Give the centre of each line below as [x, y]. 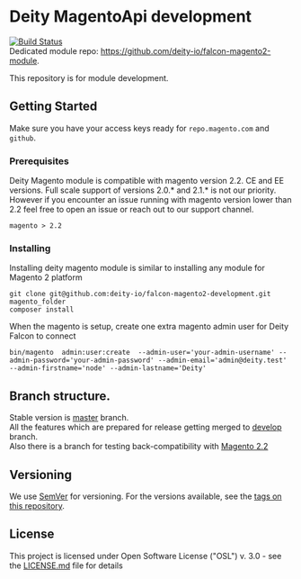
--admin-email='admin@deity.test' [222, 361]
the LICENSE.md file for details [66, 565]
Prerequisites [39, 161]
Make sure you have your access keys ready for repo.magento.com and [139, 128]
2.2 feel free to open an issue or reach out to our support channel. [132, 210]
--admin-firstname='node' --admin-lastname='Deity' [108, 368]
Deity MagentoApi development [131, 17]
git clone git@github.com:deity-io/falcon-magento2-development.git [140, 294]
